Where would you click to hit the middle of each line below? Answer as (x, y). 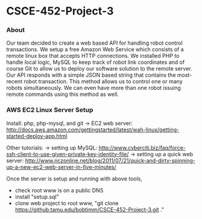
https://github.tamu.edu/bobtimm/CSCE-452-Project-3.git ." (90, 209)
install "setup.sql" (37, 197)
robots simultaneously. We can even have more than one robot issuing (93, 88)
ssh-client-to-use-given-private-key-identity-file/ (68, 154)
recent (14, 81)
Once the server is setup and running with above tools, (74, 179)
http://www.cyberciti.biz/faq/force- (142, 148)
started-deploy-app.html (37, 136)
